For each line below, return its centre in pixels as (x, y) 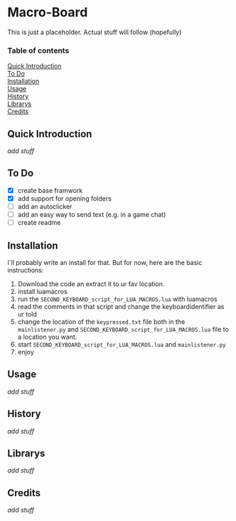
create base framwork (50, 190)
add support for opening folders (64, 198)
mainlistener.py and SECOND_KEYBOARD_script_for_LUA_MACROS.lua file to (123, 329)
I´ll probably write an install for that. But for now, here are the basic (105, 262)
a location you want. (47, 337)
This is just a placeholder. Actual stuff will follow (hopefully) (95, 32)
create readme (39, 223)
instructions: (26, 270)
